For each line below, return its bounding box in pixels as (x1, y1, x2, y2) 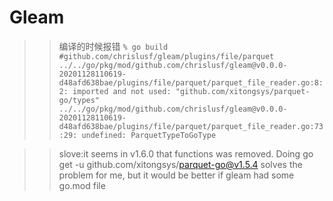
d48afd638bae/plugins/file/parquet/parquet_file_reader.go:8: (58, 77, 324, 88)
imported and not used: (72, 86, 172, 96)
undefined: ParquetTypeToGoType (81, 130, 217, 140)
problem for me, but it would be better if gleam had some (58, 169, 295, 181)
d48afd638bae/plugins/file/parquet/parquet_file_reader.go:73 (58, 121, 324, 131)
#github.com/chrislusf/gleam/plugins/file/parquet (58, 51, 275, 61)
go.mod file (58, 179, 106, 191)
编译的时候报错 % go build (58, 40, 169, 52)
